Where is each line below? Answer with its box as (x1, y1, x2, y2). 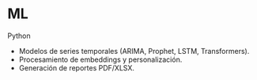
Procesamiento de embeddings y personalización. (18, 55, 183, 64)
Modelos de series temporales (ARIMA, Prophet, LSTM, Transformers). (18, 46, 250, 55)
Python (7, 31, 31, 40)
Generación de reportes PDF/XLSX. (18, 63, 135, 72)
